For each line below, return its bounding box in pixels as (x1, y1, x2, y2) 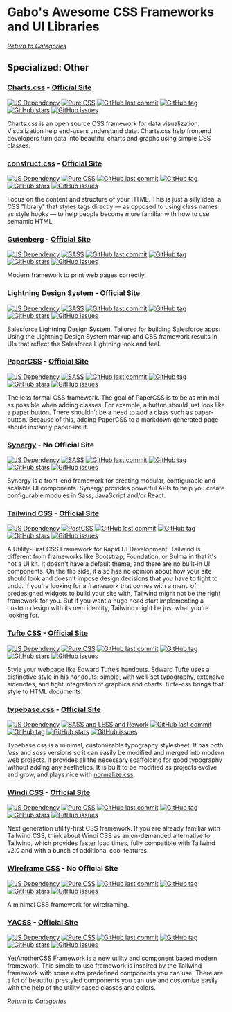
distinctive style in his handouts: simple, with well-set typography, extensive (7, 673, 224, 681)
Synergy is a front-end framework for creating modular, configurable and (7, 477, 216, 485)
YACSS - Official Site (7, 917, 78, 927)
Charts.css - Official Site (7, 82, 92, 92)
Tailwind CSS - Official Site (7, 508, 99, 518)
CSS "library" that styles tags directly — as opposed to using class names (7, 202, 218, 211)
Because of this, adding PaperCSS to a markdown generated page (28, 415, 219, 423)
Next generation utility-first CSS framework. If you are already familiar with (7, 824, 220, 833)
